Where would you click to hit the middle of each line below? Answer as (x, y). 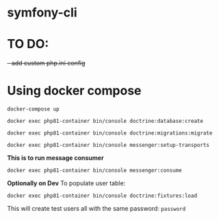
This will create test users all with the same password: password (96, 209)
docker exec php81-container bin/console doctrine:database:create (105, 122)
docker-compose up (33, 109)
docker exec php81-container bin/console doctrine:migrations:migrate (110, 133)
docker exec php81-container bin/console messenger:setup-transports (108, 146)
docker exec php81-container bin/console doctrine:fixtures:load (102, 196)
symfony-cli (42, 13)
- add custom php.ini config (46, 63)
